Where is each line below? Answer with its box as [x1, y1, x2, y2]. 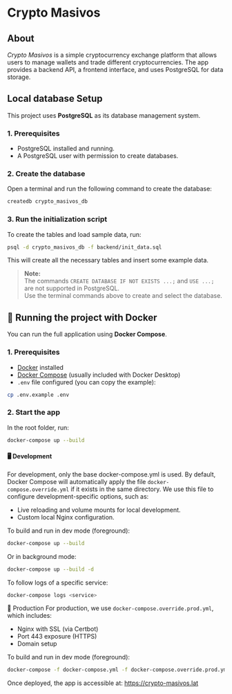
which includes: [7, 612, 52, 620]
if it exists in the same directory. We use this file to [70, 485, 214, 493]
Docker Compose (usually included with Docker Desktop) [17, 371, 181, 379]
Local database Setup [7, 93, 103, 105]
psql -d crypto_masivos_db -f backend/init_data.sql [7, 244, 162, 251]
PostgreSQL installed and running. [17, 144, 115, 153]
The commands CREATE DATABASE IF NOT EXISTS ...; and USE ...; [23, 277, 215, 285]
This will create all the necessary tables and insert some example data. [7, 256, 209, 265]
